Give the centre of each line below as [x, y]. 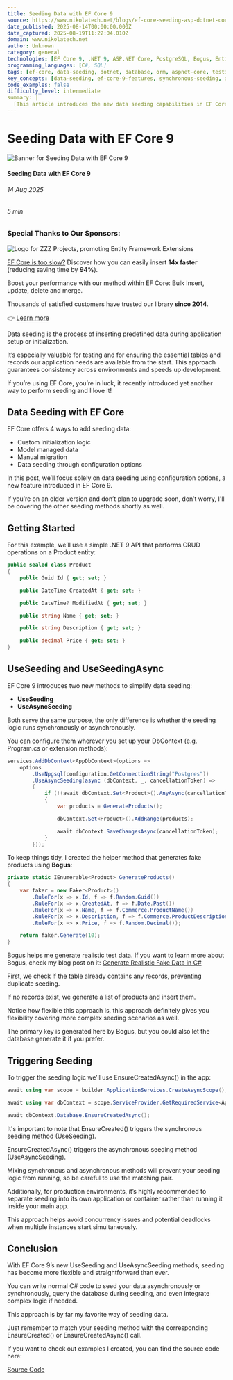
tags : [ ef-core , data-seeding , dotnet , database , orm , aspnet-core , [108, 72]
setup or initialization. [38, 341]
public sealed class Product [49, 565]
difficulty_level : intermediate [54, 91]
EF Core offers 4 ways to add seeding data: [69, 429]
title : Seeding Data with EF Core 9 [60, 14]
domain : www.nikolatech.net [48, 40]
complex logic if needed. [43, 1301]
